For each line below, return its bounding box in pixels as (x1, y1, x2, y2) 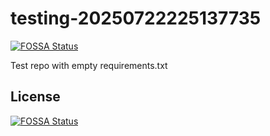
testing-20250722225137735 (10, 7, 262, 30)
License (10, 88, 61, 106)
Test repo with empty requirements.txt (10, 59, 168, 71)
